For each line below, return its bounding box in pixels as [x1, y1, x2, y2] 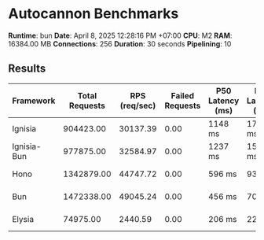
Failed [170, 90, 195, 101]
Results [8, 62, 46, 76]
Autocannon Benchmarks [8, 5, 179, 23]
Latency [207, 95, 240, 106]
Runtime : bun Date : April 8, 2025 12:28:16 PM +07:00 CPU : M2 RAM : [8, 31, 233, 40]
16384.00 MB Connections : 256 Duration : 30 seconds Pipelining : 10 [8, 39, 232, 48]
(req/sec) [119, 100, 156, 111]
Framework [12, 95, 56, 106]
